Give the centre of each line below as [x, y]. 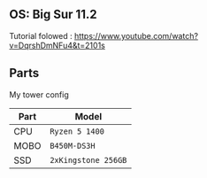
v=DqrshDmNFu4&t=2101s [57, 45]
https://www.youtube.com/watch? [136, 35]
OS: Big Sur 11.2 [53, 15]
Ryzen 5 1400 [77, 131]
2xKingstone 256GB [88, 160]
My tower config [39, 94]
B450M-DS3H [73, 146]
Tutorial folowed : [41, 35]
